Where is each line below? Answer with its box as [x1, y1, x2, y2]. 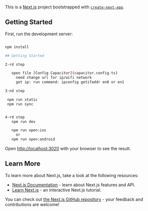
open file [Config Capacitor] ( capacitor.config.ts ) [11, 71, 118, 75]
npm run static [7, 97, 38, 102]
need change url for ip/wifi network [15, 75, 92, 80]
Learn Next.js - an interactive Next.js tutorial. [12, 187, 102, 193]
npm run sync [7, 102, 34, 106]
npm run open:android [11, 137, 55, 142]
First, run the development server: [5, 31, 73, 37]
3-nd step [5, 89, 25, 93]
